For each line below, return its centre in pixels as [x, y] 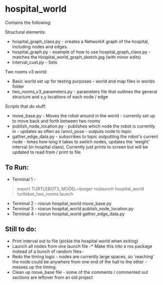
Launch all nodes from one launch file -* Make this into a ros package [82, 246]
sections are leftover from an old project [52, 277]
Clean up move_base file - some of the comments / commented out [80, 272]
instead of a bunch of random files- [48, 251]
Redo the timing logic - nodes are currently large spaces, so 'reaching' [83, 256]
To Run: [17, 167]
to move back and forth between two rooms [56, 121]
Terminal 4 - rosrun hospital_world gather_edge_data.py [68, 214]
